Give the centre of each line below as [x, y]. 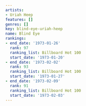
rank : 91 [19, 86]
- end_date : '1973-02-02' [33, 62]
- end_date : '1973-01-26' [33, 43]
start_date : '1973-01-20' [38, 57]
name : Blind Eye [23, 34]
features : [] [19, 19]
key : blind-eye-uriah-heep [34, 29]
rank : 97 [19, 48]
